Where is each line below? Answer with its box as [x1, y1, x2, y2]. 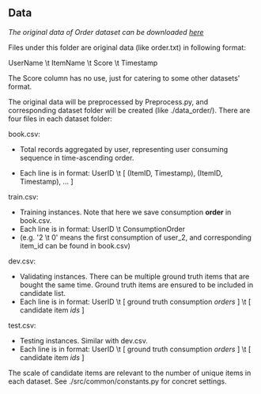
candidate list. [19, 288, 66, 297]
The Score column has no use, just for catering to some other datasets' [8, 73, 240, 82]
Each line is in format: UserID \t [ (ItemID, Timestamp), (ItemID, [19, 168, 223, 177]
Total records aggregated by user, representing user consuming [19, 144, 229, 153]
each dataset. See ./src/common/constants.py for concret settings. [8, 376, 227, 386]
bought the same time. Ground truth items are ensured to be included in [19, 280, 254, 290]
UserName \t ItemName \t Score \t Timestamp [8, 58, 158, 67]
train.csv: [8, 191, 39, 201]
